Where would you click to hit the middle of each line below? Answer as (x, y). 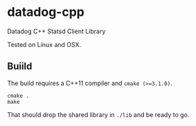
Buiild (20, 66)
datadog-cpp (46, 12)
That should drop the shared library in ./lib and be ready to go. (98, 114)
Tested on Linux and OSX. (44, 44)
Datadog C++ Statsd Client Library (56, 31)
